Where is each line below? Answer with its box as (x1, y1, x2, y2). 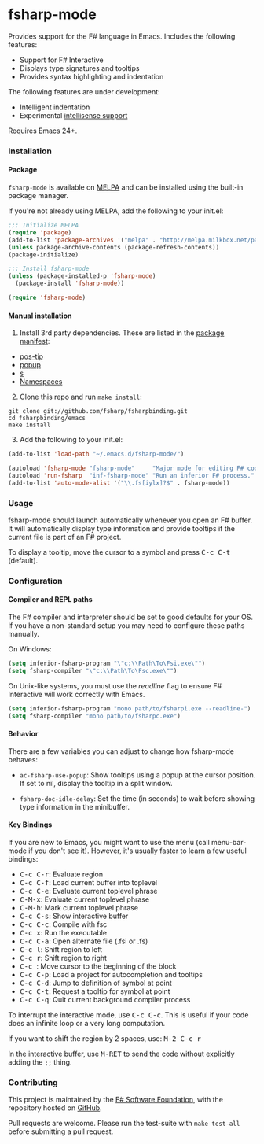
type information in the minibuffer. (19, 802, 130, 811)
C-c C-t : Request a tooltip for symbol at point (19, 986, 170, 996)
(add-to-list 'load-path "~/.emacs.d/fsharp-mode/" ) (8, 450, 185, 458)
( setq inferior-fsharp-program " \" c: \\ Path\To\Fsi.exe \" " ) (8, 659, 206, 668)
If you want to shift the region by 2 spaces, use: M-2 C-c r (8, 1033, 202, 1043)
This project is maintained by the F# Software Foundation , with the (8, 1095, 224, 1105)
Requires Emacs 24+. (8, 126, 78, 135)
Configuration (8, 575, 63, 586)
